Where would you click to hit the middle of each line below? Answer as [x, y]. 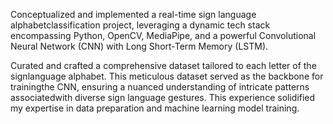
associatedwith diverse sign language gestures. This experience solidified [163, 97]
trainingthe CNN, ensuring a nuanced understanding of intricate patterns [160, 87]
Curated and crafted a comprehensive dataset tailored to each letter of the [163, 65]
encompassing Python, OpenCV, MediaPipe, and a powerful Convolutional [163, 35]
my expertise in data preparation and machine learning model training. [155, 108]
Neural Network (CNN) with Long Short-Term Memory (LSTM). [139, 46]
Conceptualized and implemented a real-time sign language [133, 14]
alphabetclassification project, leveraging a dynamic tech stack [140, 25]
